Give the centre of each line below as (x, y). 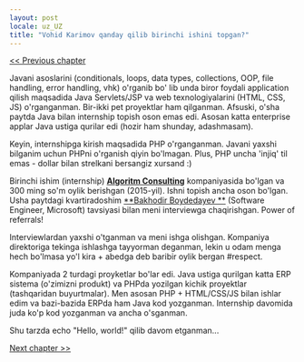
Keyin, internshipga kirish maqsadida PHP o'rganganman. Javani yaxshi (143, 144)
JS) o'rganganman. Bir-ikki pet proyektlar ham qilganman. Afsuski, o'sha (144, 107)
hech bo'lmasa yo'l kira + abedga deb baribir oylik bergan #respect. (136, 256)
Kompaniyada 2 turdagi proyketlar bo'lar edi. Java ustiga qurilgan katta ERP (151, 275)
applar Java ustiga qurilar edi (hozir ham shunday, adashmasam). (132, 126)
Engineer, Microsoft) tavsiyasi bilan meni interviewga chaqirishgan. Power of (152, 210)
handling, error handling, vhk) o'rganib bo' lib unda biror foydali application (149, 88)
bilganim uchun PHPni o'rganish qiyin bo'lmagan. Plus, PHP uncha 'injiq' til (148, 154)
